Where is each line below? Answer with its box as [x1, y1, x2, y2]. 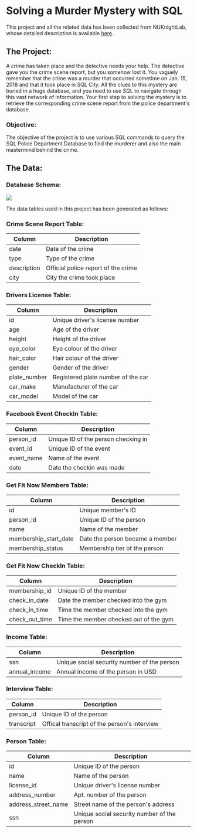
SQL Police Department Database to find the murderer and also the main [6, 140, 181, 147]
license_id [9, 781, 37, 790]
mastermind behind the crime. [6, 147, 79, 154]
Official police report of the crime [46, 264, 138, 272]
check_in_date [9, 596, 49, 604]
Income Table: [6, 633, 48, 641]
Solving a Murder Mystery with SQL [6, 4, 183, 18]
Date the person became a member [79, 535, 177, 543]
